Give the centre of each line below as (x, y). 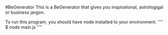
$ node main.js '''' (24, 27)
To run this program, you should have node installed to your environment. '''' (84, 22)
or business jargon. (25, 12)
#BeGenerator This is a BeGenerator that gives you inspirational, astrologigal (84, 7)
